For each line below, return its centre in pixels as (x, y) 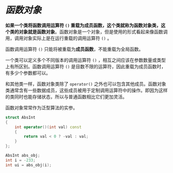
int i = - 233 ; (21, 160)
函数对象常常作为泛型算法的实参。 (41, 108)
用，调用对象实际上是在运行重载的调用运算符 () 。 (59, 38)
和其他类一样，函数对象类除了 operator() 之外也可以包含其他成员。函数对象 (86, 84)
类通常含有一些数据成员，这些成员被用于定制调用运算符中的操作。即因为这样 (86, 90)
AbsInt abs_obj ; (23, 155)
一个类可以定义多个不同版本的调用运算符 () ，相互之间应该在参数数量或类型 (86, 60)
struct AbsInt (21, 117)
